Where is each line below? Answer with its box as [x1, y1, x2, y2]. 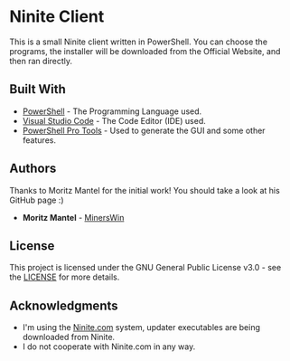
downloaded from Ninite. [22, 332, 116, 343]
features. [22, 134, 57, 146]
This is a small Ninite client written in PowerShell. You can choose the [9, 36, 268, 47]
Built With [9, 81, 66, 97]
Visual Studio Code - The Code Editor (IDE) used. [22, 115, 206, 126]
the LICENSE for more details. [9, 271, 120, 282]
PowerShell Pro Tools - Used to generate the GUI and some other [22, 125, 266, 136]
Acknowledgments [9, 298, 119, 313]
